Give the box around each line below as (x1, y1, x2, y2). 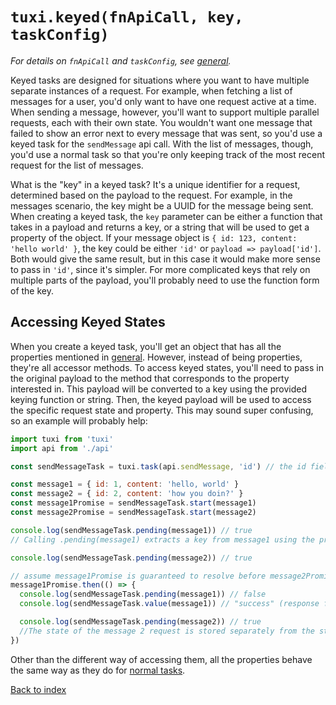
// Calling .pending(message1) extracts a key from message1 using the (10, 534, 315, 545)
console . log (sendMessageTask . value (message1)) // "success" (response (19, 599, 320, 609)
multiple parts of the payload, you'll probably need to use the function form (10, 274, 320, 286)
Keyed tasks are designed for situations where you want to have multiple (10, 74, 310, 86)
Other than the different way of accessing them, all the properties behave (10, 653, 313, 665)
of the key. (10, 284, 55, 297)
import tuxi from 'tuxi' (10, 434, 114, 444)
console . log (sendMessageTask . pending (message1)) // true (10, 525, 253, 535)
